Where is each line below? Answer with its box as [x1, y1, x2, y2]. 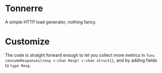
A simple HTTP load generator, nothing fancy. [5, 19, 96, 25]
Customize [5, 36, 50, 47]
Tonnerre [5, 3, 43, 14]
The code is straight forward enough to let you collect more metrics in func [5, 52, 155, 58]
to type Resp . [5, 62, 32, 68]
